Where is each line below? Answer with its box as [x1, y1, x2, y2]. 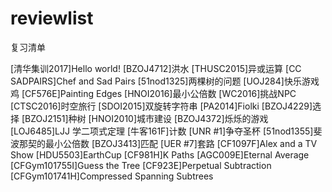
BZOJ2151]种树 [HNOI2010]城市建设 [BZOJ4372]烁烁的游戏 [24, 112, 269, 124]
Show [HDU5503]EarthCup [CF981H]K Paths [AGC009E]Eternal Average [10, 148, 310, 161]
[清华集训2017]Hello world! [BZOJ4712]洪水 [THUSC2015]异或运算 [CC [10, 62, 302, 74]
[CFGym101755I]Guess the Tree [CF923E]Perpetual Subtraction [10, 159, 272, 171]
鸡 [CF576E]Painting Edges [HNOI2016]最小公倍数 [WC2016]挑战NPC [10, 87, 297, 99]
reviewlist [10, 7, 94, 30]
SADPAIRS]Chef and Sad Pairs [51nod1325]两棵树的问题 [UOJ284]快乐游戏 [10, 75, 320, 87]
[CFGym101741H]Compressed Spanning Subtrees [10, 170, 214, 182]
